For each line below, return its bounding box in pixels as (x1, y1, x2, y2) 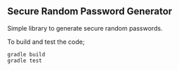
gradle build (7, 51, 46, 58)
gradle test (7, 57, 42, 64)
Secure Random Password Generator (7, 6, 173, 17)
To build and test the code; (7, 38, 85, 46)
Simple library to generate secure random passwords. (7, 24, 163, 32)
